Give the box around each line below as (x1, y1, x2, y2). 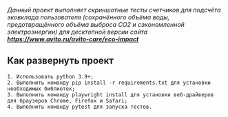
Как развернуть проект (7, 55, 114, 67)
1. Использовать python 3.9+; (7, 73, 94, 80)
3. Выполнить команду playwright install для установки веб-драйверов (7, 91, 214, 98)
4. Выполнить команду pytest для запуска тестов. (7, 103, 153, 110)
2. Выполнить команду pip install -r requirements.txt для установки (7, 79, 211, 86)
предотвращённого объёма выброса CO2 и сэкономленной (7, 21, 185, 28)
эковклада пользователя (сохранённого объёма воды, (7, 13, 170, 21)
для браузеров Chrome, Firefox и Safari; (7, 97, 128, 104)
